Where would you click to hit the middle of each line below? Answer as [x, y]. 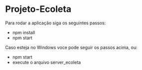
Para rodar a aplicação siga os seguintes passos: [56, 23]
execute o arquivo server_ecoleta [47, 62]
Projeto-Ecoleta [38, 9]
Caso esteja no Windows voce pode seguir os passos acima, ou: [71, 47]
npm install [24, 32]
